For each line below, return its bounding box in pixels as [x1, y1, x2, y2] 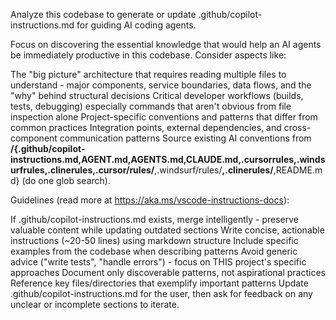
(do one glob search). [21, 175, 111, 186]
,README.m [273, 164, 323, 176]
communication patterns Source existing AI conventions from [59, 132, 312, 144]
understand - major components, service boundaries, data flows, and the [10, 79, 312, 91]
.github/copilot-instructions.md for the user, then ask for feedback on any [10, 288, 313, 299]
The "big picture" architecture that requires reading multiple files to [10, 69, 287, 80]
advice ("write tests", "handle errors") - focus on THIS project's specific [10, 256, 307, 268]
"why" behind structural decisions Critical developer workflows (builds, [10, 90, 304, 101]
